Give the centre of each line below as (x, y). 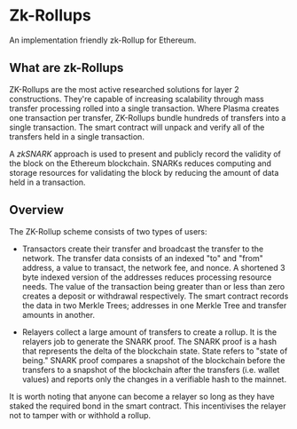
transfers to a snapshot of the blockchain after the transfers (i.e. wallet (151, 369)
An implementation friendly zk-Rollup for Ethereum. (103, 40)
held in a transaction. (47, 182)
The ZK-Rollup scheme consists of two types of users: (108, 231)
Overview (37, 210)
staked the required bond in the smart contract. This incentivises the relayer (148, 406)
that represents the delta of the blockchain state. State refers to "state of (155, 351)
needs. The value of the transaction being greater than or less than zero (153, 286)
